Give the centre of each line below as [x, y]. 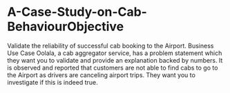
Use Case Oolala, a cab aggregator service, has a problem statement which [115, 53]
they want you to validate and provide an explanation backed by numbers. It [115, 60]
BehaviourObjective [66, 27]
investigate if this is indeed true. [52, 82]
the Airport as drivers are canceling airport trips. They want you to [101, 75]
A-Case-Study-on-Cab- [77, 12]
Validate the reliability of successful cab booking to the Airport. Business [111, 45]
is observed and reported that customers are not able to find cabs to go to [113, 68]
